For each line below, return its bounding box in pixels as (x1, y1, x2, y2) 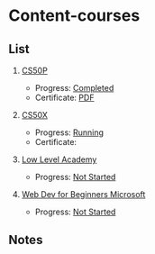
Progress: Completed (34, 83, 114, 93)
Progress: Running (34, 127, 105, 138)
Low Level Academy (21, 154, 97, 165)
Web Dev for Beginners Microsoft (21, 189, 146, 199)
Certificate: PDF (34, 92, 95, 103)
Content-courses (8, 5, 141, 26)
